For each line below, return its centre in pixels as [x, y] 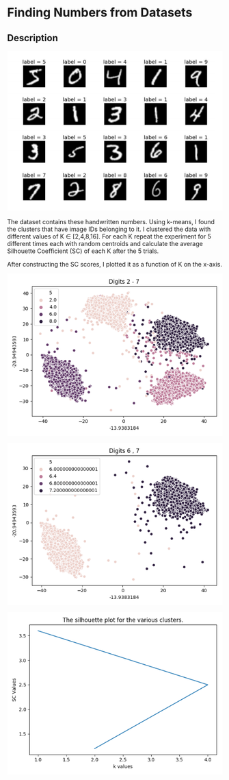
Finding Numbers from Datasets [100, 13]
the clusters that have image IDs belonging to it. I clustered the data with [109, 229]
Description [32, 38]
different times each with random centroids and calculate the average [105, 244]
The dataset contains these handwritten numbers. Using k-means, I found [111, 222]
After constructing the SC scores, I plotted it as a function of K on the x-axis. [115, 265]
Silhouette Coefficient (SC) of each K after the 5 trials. [83, 251]
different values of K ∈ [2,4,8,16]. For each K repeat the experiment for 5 [109, 236]
